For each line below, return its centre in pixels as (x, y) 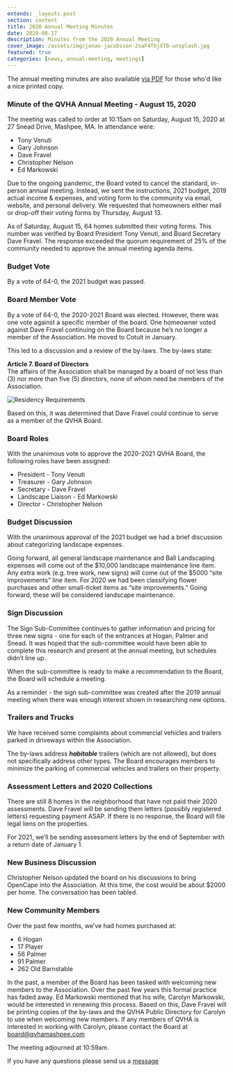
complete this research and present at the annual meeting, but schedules (112, 650)
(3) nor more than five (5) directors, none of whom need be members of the (115, 378)
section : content (32, 20)
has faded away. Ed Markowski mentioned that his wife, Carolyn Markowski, (116, 997)
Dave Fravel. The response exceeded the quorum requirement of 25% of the (117, 241)
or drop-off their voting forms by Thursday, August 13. (85, 213)
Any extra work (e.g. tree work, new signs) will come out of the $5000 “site (115, 573)
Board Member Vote (42, 300)
